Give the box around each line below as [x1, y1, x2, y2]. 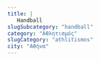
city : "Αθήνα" [7, 43, 50, 50]
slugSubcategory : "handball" [7, 23, 94, 30]
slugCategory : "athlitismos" [7, 36, 94, 43]
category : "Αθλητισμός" [7, 29, 78, 37]
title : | [7, 10, 33, 18]
